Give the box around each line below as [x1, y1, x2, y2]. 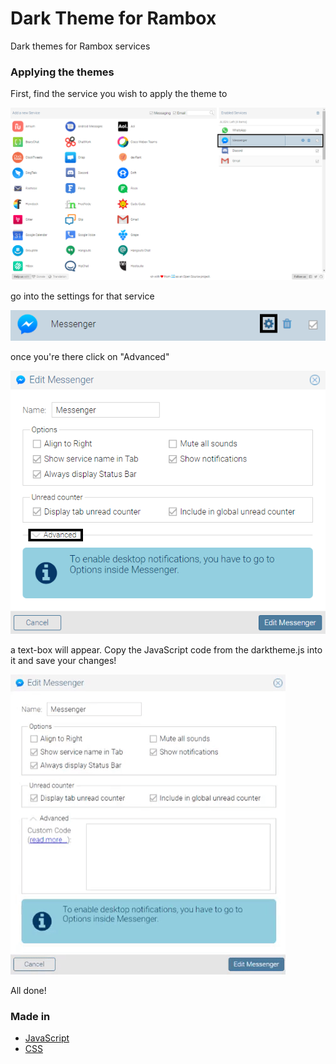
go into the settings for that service [10, 290, 155, 302]
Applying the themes [10, 65, 115, 79]
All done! [10, 984, 47, 996]
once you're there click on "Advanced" [10, 351, 170, 363]
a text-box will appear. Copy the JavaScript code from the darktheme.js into [10, 643, 323, 656]
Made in [10, 1009, 51, 1023]
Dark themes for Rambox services [10, 40, 151, 52]
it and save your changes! [10, 654, 117, 666]
